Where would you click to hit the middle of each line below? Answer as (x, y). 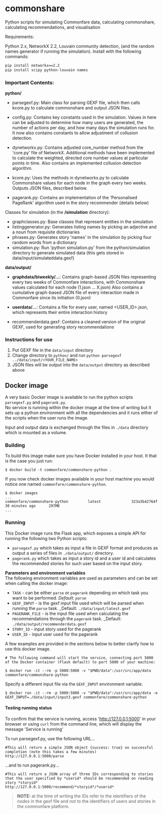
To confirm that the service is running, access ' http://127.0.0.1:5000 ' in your (81, 719)
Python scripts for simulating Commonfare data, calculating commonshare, (80, 22)
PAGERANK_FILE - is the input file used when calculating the (70, 613)
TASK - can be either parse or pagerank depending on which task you (80, 593)
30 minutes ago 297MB (32, 506)
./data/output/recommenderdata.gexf (49, 624)
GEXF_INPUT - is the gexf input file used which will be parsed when (78, 603)
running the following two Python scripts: (46, 538)
